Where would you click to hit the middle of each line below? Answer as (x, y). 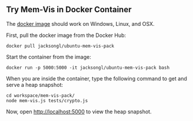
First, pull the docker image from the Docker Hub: (66, 35)
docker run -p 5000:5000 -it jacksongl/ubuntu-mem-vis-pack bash (88, 68)
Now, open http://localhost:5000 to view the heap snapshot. (79, 112)
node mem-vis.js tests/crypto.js (47, 100)
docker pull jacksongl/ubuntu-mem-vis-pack (60, 46)
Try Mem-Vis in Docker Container (69, 10)
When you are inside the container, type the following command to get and (96, 78)
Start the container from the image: (49, 57)
